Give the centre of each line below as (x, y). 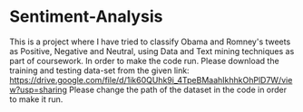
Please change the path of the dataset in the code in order (178, 89)
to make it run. (36, 99)
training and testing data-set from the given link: (99, 70)
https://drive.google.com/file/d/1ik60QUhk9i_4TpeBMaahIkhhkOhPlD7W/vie (151, 79)
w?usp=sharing (39, 89)
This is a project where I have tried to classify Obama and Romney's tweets (150, 42)
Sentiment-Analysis (86, 17)
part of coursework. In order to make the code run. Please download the (144, 61)
